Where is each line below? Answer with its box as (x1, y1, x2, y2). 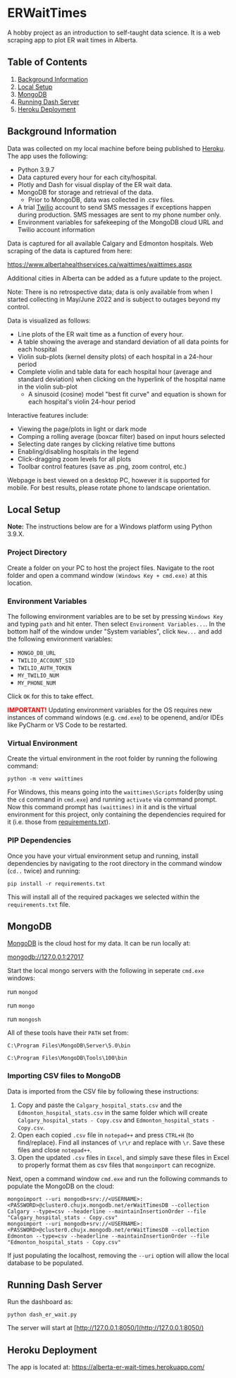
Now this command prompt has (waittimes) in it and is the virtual (7, 803, 197, 811)
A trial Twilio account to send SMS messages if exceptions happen (17, 203, 211, 211)
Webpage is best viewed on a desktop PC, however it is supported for (7, 476, 210, 484)
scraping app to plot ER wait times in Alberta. (7, 35, 138, 44)
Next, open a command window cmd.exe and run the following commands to (7, 1174, 228, 1183)
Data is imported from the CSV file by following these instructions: (7, 1087, 199, 1095)
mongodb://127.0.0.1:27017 (7, 953, 85, 961)
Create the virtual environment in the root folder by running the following (7, 754, 218, 763)
